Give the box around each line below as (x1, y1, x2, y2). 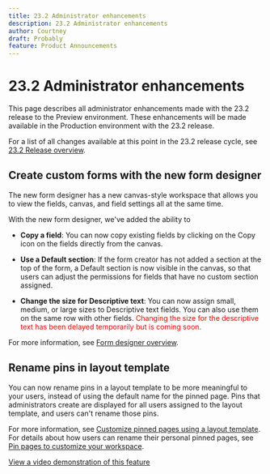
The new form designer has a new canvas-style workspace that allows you (8, 190, 259, 199)
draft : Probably (8, 34, 63, 43)
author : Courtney (8, 27, 67, 35)
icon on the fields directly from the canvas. (19, 238, 163, 248)
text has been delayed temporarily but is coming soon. (19, 322, 202, 331)
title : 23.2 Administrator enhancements (8, 11, 147, 20)
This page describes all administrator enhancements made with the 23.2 (8, 104, 250, 113)
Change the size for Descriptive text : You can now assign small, (19, 296, 236, 305)
